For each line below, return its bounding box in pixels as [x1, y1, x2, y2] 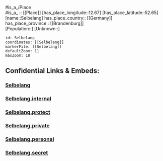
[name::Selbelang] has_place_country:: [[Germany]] [5, 15, 113, 21]
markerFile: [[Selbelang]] [5, 44, 62, 49]
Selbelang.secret [5, 149, 48, 156]
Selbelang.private [5, 122, 50, 129]
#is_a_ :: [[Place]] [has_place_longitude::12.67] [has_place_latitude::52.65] [5, 10, 158, 16]
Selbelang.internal [5, 95, 51, 102]
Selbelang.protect [5, 109, 50, 116]
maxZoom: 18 [5, 53, 30, 58]
